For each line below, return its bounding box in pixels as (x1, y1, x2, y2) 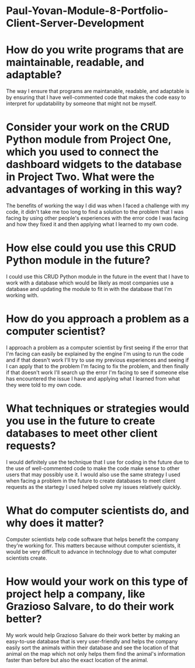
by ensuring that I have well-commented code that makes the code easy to (6, 94, 186, 101)
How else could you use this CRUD (6, 241, 176, 255)
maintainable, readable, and (6, 56, 144, 69)
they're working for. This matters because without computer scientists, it (6, 542, 181, 549)
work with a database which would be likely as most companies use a (6, 279, 174, 286)
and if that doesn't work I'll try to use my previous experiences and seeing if (6, 356, 189, 364)
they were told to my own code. (6, 381, 82, 388)
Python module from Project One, (6, 133, 172, 146)
